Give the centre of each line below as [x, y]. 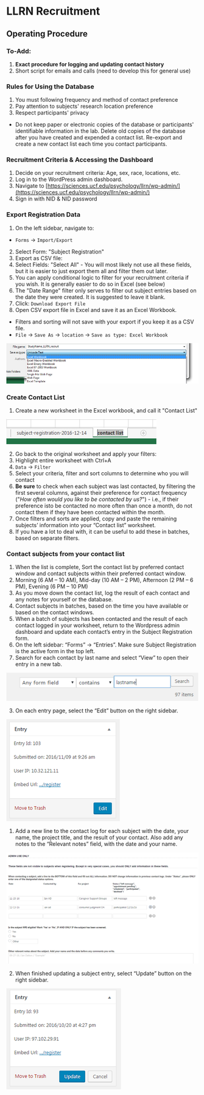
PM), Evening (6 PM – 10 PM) [51, 587]
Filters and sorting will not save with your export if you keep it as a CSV [104, 322]
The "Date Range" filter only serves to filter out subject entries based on [106, 290]
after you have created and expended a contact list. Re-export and [99, 138]
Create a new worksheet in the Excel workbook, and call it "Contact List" [106, 410]
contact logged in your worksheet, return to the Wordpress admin [97, 625]
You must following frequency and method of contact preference [97, 100]
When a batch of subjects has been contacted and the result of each [101, 619]
